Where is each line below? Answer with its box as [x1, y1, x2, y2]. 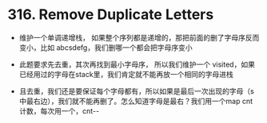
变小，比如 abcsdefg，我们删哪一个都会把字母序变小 [18, 42, 193, 52]
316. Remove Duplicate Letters [7, 6, 214, 24]
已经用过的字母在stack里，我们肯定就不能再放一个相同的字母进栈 [18, 69, 233, 79]
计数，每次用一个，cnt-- [18, 106, 100, 116]
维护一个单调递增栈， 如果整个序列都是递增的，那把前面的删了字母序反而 [18, 33, 260, 42]
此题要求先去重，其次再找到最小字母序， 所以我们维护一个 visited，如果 [18, 60, 255, 69]
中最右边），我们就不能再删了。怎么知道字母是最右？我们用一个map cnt [18, 96, 253, 106]
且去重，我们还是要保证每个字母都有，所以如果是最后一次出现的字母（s [18, 86, 255, 96]
